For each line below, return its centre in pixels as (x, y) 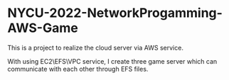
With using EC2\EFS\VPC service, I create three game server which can (112, 61)
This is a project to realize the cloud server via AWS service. (95, 47)
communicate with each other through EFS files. (78, 69)
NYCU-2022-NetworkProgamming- (115, 13)
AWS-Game (43, 28)
